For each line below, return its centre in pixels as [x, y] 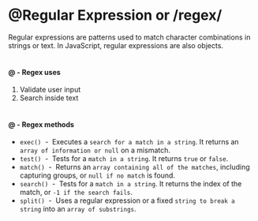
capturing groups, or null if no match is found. [97, 175]
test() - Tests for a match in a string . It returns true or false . [124, 159]
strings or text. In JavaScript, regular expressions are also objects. [116, 45]
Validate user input [50, 90]
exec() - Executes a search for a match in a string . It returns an [129, 142]
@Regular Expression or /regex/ [115, 15]
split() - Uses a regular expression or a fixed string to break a [127, 200]
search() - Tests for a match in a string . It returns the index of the [131, 184]
